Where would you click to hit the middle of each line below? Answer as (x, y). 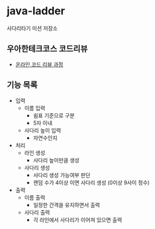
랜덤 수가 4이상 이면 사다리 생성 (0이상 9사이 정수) (91, 182)
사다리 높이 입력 (42, 130)
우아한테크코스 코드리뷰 (47, 49)
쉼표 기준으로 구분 (54, 115)
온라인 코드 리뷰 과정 (39, 64)
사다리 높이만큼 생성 (56, 160)
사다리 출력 (37, 212)
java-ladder (36, 11)
